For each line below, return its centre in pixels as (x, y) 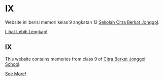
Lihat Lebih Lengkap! (26, 31)
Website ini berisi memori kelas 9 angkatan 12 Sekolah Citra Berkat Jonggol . (82, 22)
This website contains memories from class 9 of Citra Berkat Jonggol (75, 59)
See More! (16, 74)
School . (13, 64)
